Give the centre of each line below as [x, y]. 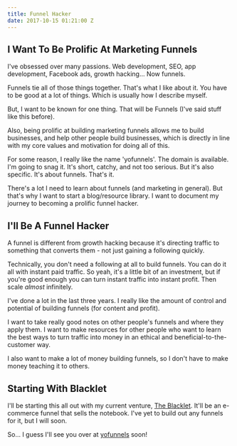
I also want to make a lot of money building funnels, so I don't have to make [118, 359]
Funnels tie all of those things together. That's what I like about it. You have [117, 88]
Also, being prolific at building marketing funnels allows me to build [106, 131]
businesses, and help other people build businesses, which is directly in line [118, 138]
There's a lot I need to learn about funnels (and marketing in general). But [115, 189]
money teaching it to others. [49, 366]
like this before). [31, 117]
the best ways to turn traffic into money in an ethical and [90, 337]
